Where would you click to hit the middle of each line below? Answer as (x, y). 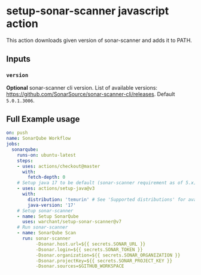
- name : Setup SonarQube (48, 216)
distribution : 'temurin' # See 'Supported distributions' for (107, 199)
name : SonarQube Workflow (38, 139)
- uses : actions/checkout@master (59, 166)
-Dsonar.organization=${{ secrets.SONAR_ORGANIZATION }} (108, 255)
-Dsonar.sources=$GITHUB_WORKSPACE (80, 266)
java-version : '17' (52, 205)
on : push (17, 133)
